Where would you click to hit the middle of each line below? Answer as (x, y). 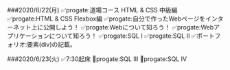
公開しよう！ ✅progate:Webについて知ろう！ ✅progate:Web (128, 27)
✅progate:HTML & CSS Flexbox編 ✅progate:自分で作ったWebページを (106, 19)
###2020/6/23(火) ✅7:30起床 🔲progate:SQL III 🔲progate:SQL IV (97, 59)
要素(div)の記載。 (52, 44)
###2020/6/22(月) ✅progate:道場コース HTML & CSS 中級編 (92, 10)
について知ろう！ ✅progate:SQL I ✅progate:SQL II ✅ (123, 36)
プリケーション (28, 36)
